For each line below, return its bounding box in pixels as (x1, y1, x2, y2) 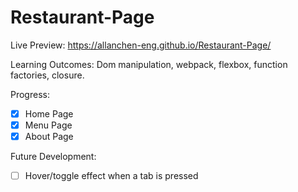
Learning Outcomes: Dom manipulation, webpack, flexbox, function (10, 58, 288, 70)
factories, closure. (10, 69, 85, 81)
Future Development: (10, 151, 97, 163)
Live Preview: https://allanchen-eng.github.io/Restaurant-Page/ (10, 39, 272, 51)
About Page (24, 131, 74, 143)
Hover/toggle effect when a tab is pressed (24, 170, 199, 182)
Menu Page (24, 119, 73, 131)
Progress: (10, 88, 50, 100)
